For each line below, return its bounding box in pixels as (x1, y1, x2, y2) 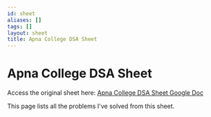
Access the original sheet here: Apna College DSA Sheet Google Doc (7, 89, 204, 97)
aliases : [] (7, 17, 42, 24)
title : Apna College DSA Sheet (7, 36, 98, 43)
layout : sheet (7, 29, 48, 37)
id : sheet (7, 10, 36, 17)
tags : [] (7, 23, 33, 30)
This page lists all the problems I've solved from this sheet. (7, 102, 175, 111)
